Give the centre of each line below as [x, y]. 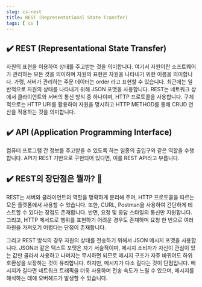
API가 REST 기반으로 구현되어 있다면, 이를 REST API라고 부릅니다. [102, 158]
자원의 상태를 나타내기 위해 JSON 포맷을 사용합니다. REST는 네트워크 [108, 89]
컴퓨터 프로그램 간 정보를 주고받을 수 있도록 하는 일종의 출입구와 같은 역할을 [95, 150]
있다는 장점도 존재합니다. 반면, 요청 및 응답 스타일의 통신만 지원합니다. [111, 212]
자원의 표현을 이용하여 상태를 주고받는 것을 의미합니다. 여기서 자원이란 [88, 66]
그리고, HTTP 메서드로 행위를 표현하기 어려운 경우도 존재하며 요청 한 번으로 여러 [100, 220]
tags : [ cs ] [23, 23]
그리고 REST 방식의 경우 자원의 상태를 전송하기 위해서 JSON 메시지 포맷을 [93, 240]
